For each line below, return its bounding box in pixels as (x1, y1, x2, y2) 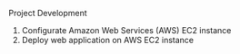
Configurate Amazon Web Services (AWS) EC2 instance (21, 25, 232, 35)
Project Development (8, 8, 87, 18)
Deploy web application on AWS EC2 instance (21, 35, 195, 45)
